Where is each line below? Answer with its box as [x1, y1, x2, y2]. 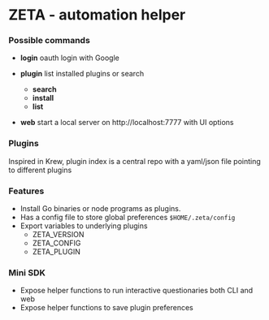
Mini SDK [8, 267, 46, 278]
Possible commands [8, 35, 91, 46]
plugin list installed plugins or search [20, 69, 145, 79]
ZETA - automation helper [8, 6, 186, 24]
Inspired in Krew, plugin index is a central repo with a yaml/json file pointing [8, 156, 262, 166]
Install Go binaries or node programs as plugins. [20, 204, 181, 214]
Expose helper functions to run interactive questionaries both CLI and [20, 286, 254, 296]
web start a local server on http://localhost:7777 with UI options [20, 118, 234, 128]
